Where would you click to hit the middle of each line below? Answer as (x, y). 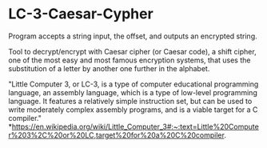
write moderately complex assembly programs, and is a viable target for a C (133, 110)
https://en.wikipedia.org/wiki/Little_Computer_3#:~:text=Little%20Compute (135, 126)
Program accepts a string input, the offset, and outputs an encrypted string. (133, 36)
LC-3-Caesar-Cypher (81, 14)
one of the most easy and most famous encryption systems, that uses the (130, 60)
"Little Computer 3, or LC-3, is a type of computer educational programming (133, 84)
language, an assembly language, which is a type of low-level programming (133, 92)
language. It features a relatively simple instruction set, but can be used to (130, 101)
